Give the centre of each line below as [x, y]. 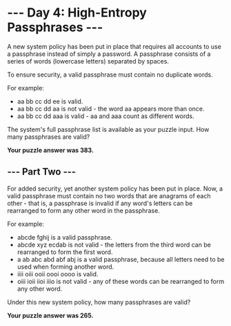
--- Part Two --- [42, 172]
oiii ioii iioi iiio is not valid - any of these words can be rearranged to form [121, 281]
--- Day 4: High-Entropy [77, 13]
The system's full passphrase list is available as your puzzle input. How [108, 129]
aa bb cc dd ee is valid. [50, 101]
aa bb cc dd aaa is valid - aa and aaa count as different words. [106, 116]
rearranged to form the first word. [65, 252]
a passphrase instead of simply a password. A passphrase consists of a [109, 54]
